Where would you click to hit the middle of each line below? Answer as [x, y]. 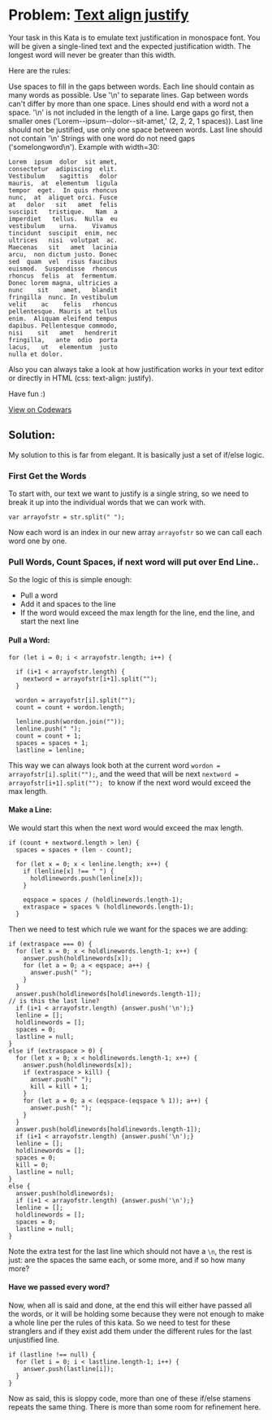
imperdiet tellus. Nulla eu [63, 219]
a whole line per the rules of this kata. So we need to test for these [119, 1322]
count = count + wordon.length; [71, 707]
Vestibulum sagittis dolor [63, 176]
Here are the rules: [40, 70]
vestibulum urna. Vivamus [63, 226]
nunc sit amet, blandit [63, 290]
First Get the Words [47, 476]
